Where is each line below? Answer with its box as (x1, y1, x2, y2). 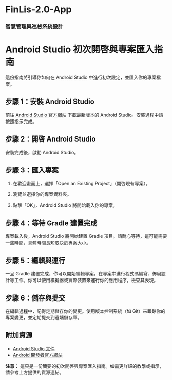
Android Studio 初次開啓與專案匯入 (5, 44, 154, 55)
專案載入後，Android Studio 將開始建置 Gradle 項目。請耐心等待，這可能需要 (5, 233, 167, 239)
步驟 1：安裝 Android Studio (5, 97, 95, 106)
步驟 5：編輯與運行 (5, 256, 66, 265)
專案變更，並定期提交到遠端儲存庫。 (5, 314, 82, 321)
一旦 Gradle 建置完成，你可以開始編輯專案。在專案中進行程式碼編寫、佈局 (5, 271, 162, 277)
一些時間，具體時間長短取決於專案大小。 (5, 239, 91, 246)
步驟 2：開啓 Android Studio (5, 135, 96, 144)
